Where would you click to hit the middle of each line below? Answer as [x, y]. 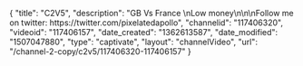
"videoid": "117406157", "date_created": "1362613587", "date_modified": [144, 32]
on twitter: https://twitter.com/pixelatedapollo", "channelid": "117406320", [147, 23]
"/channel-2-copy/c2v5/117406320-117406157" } [101, 52]
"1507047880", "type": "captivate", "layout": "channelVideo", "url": [134, 42]
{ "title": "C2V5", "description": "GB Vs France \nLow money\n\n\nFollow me [151, 13]
